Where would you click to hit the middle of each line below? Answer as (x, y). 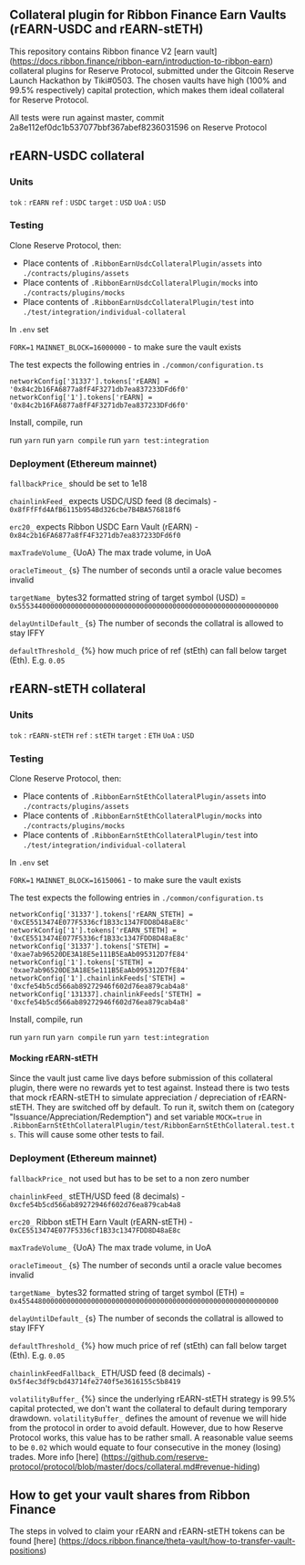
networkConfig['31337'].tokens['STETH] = (89, 947)
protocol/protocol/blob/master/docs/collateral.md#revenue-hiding (133, 1466)
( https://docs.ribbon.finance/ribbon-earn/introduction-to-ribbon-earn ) (141, 61)
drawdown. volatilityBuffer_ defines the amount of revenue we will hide (148, 1418)
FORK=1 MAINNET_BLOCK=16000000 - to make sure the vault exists (125, 347)
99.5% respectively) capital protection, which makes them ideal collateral (147, 89)
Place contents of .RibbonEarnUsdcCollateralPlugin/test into (138, 301)
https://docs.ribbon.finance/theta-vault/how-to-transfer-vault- (178, 1541)
